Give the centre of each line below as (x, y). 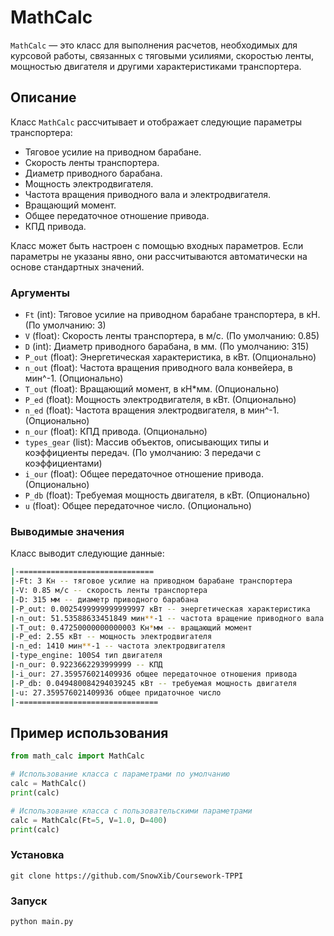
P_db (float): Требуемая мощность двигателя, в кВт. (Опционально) (167, 495)
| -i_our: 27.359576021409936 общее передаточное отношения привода (154, 674)
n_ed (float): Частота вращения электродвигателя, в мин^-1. (152, 410)
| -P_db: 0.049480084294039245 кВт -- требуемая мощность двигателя (154, 683)
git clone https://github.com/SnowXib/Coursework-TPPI (127, 876)
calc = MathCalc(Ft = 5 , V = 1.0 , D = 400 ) (89, 820)
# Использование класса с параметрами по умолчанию (120, 774)
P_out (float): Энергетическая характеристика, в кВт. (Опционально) (170, 357)
